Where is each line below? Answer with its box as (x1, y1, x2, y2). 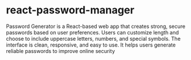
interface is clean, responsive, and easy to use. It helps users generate (6, 41, 176, 48)
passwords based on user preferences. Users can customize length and (6, 29, 179, 36)
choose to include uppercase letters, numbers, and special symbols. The (6, 35, 181, 42)
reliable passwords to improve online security (6, 47, 115, 54)
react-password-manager (6, 3, 135, 17)
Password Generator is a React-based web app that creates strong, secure (6, 23, 186, 30)
